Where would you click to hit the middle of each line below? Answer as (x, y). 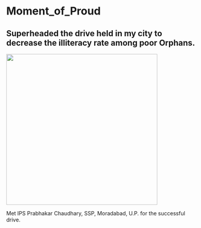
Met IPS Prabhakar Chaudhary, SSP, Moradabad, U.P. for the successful (96, 213)
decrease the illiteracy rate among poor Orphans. (101, 43)
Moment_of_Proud (53, 11)
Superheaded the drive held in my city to (84, 33)
